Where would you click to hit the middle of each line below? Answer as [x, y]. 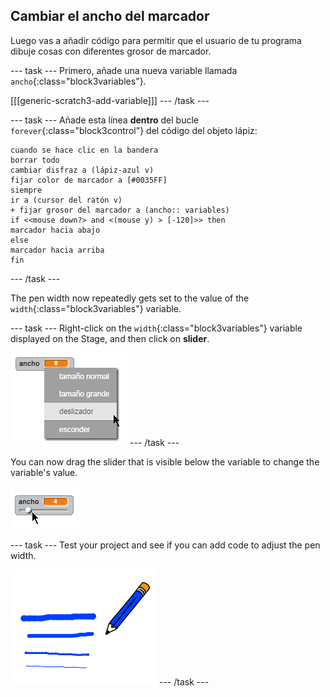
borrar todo [35, 160]
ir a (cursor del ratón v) [66, 200]
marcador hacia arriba [57, 250]
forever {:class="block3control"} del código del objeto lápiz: [134, 130]
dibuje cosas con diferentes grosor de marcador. [111, 51]
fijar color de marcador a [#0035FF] [89, 180]
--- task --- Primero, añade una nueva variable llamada [124, 70]
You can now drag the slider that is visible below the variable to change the [165, 461]
